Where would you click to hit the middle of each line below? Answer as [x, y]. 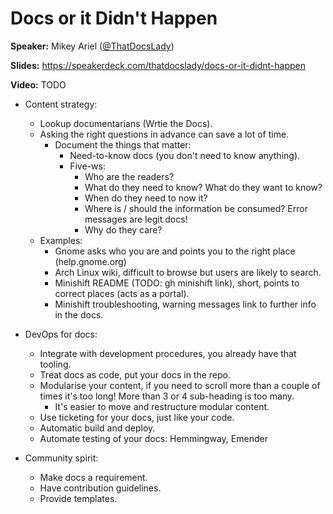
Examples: [61, 240]
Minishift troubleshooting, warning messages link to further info [185, 304]
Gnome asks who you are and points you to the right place [175, 251]
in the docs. [79, 314]
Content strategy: [61, 104]
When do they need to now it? [146, 198]
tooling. [55, 364]
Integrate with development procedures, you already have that [168, 353]
